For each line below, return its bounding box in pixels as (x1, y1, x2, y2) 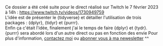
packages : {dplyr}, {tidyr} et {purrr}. (5, 20, 79, 25)
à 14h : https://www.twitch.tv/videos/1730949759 (5, 9, 104, 15)
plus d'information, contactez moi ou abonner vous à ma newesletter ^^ (5, 35, 149, 41)
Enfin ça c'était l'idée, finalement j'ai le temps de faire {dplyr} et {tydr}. (5, 25, 148, 31)
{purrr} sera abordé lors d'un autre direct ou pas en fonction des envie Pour (5, 30, 158, 36)
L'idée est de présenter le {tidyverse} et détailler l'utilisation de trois (5, 15, 141, 20)
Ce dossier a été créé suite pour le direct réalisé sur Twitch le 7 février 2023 (5, 4, 159, 10)
